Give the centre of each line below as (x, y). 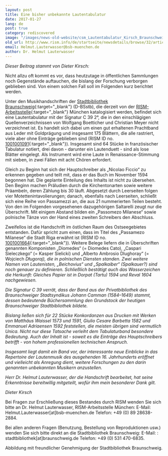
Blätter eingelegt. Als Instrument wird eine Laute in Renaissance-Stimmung (82, 154)
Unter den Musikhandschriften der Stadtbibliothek (57, 101)
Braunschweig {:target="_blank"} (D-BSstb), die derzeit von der (70, 106)
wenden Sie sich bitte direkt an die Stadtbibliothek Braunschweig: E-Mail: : (82, 432)
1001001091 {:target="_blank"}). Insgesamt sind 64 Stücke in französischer (82, 143)
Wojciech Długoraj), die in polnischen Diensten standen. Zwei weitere (77, 258)
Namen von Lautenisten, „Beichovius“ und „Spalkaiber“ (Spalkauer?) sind (81, 264)
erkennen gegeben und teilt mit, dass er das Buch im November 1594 (76, 174)
